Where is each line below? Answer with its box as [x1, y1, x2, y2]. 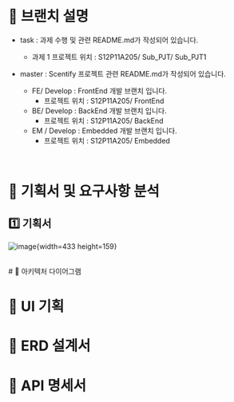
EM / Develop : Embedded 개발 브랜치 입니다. [31, 125, 177, 136]
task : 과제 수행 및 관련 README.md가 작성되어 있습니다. [19, 35, 199, 45]
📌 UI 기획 [8, 298, 65, 316]
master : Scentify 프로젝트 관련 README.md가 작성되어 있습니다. [19, 69, 226, 78]
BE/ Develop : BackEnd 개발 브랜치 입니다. [31, 105, 168, 116]
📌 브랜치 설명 [8, 7, 89, 26]
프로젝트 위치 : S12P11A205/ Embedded [43, 136, 170, 145]
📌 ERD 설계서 [8, 337, 91, 355]
